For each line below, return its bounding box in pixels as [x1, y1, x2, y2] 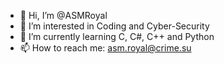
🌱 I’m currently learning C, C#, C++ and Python [19, 31, 215, 42]
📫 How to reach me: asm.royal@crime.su [19, 42, 192, 54]
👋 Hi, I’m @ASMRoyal [19, 10, 108, 21]
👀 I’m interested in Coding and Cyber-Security [19, 20, 210, 32]
